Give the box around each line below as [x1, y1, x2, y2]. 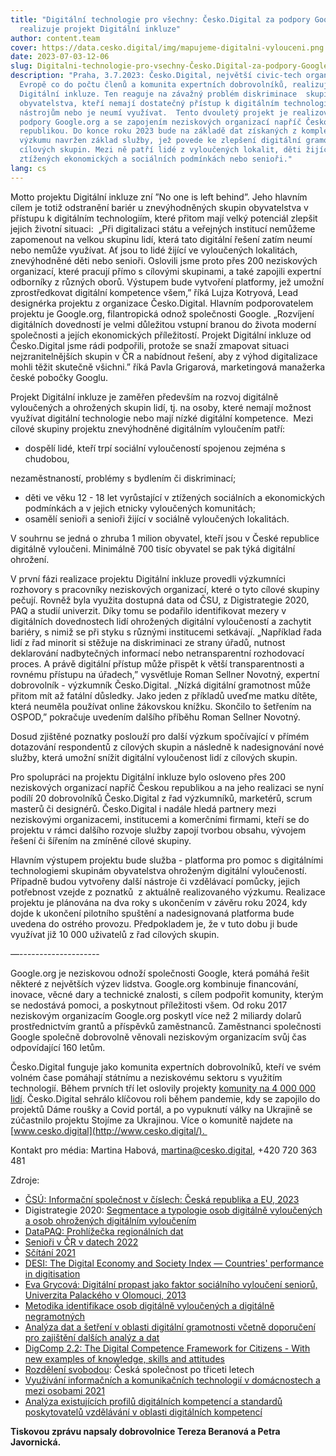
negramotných [24, 1310, 86, 1322]
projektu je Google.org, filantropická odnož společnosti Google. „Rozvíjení [10, 307, 315, 320]
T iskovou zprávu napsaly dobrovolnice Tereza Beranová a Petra [10, 1425, 281, 1437]
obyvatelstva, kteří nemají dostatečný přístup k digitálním [19, 98, 280, 108]
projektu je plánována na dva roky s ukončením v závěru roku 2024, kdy [10, 896, 308, 908]
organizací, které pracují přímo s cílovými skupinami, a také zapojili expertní [10, 265, 322, 277]
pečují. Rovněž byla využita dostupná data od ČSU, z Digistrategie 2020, [10, 594, 310, 606]
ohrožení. [10, 553, 50, 565]
